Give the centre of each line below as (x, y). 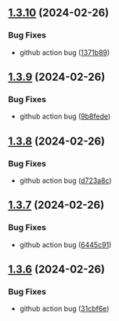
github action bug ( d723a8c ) (65, 181)
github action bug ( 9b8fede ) (65, 116)
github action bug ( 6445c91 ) (65, 244)
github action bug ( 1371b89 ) (65, 52)
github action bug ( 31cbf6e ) (64, 308)
